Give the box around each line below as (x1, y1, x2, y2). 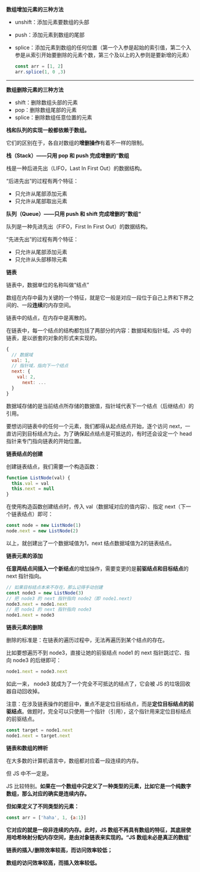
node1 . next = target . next (6, 733, 70, 739)
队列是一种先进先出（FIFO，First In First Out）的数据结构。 (6, 222, 151, 230)
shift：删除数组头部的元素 (14, 99, 79, 106)
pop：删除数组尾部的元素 (14, 106, 77, 113)
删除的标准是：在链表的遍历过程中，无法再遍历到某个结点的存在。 (6, 636, 168, 644)
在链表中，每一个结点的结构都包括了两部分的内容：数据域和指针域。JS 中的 (6, 327, 192, 334)
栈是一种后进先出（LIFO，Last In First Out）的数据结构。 (6, 164, 145, 172)
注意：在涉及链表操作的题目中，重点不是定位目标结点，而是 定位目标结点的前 (6, 700, 194, 708)
